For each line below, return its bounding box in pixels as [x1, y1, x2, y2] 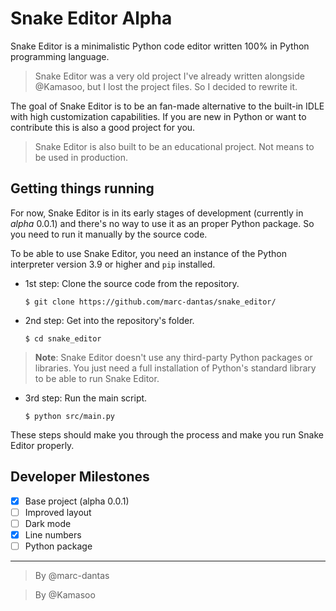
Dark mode [24, 517, 72, 529]
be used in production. [34, 151, 128, 163]
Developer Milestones [10, 468, 150, 486]
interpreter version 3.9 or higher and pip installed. [10, 258, 216, 270]
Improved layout [24, 506, 92, 518]
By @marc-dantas [34, 569, 110, 581]
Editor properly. [10, 439, 75, 451]
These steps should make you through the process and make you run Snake [10, 428, 324, 441]
